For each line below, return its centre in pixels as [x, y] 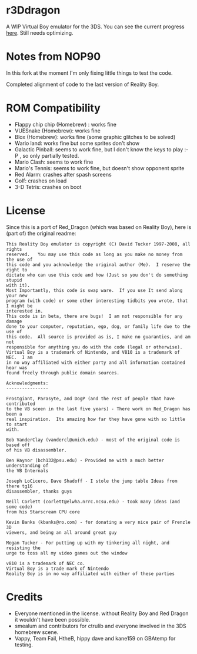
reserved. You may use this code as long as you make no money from [94, 254]
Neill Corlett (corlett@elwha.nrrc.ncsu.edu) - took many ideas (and [93, 502]
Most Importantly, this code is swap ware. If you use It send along [94, 290]
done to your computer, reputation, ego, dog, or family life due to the [98, 326]
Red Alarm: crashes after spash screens [63, 174]
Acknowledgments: [27, 383]
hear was [17, 368]
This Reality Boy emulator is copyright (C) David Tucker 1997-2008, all [98, 244]
